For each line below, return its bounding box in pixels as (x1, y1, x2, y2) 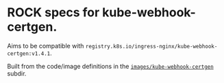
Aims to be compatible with (7, 41, 84, 50)
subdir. (7, 69, 27, 78)
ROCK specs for (7, 5, 100, 20)
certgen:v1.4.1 (7, 50, 51, 57)
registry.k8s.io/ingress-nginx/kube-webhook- (85, 43, 218, 50)
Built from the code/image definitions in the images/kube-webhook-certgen (7, 62, 214, 70)
